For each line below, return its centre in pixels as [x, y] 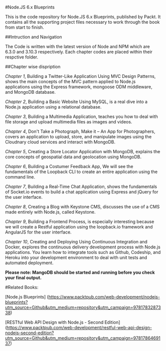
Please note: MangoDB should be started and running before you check [80, 272]
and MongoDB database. [30, 92]
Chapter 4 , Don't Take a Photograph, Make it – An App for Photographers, [80, 131]
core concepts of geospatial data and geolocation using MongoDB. [73, 157]
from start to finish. [25, 27]
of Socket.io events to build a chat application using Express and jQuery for [82, 192]
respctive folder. [22, 57]
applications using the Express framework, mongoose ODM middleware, [79, 87]
